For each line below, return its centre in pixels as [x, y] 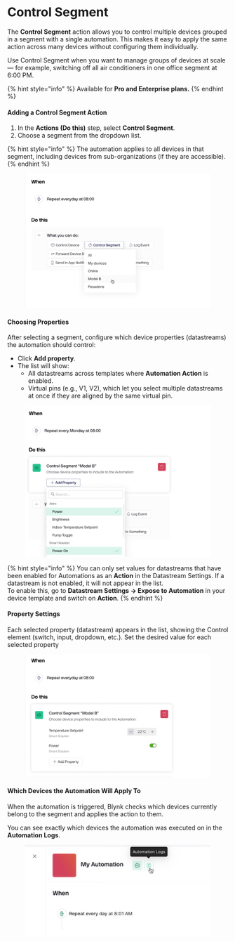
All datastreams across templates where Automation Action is [118, 374]
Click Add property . [46, 358]
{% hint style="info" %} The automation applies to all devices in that [106, 149]
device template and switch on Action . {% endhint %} [85, 598]
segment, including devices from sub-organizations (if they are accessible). [116, 157]
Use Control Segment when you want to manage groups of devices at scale [116, 60]
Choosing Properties [38, 322]
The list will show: [43, 366]
